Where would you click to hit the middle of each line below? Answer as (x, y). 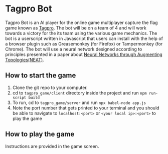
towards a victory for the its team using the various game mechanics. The (81, 33)
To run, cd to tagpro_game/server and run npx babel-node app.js (79, 102)
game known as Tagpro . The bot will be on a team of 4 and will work (76, 27)
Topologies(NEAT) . (25, 59)
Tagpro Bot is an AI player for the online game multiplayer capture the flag (81, 22)
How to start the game (41, 75)
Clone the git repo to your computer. (50, 87)
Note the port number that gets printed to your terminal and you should (86, 107)
